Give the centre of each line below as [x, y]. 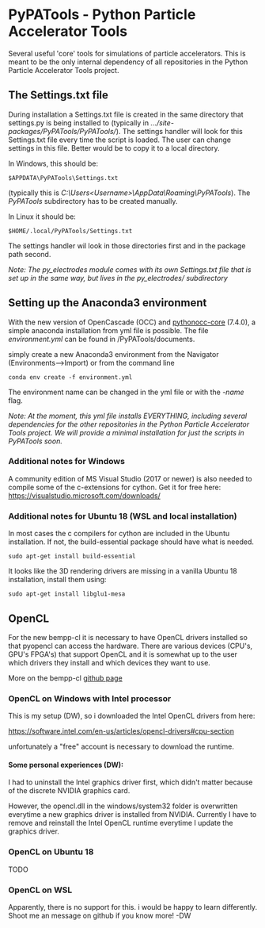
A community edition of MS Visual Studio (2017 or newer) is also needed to [130, 478]
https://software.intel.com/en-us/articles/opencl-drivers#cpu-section [121, 731]
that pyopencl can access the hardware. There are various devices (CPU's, [131, 646]
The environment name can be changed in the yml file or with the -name [126, 392]
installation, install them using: [57, 580]
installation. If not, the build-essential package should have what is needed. [131, 542]
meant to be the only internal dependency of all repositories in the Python [128, 62]
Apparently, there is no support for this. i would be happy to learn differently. [133, 907]
